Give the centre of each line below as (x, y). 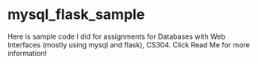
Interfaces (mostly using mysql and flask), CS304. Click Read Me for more (129, 44)
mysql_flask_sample (76, 15)
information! (27, 53)
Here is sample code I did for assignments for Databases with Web (116, 36)
